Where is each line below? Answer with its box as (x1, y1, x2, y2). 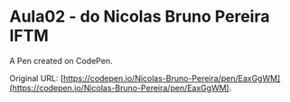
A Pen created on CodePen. (9, 55, 113, 66)
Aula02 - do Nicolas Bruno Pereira (9, 6, 270, 27)
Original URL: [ (9, 72, 64, 83)
